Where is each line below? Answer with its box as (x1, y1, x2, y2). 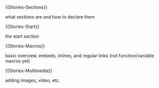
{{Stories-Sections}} (5, 4, 48, 10)
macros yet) (5, 58, 30, 64)
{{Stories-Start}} (5, 23, 40, 29)
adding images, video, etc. (5, 77, 60, 83)
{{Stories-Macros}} (5, 43, 45, 49)
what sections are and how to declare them (5, 14, 95, 19)
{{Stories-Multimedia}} (5, 67, 53, 73)
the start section (5, 33, 39, 39)
